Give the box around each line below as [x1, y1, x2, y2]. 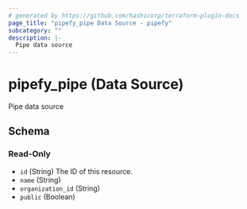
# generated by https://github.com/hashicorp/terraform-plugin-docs [8, 11, 240, 20]
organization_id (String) [19, 184, 101, 193]
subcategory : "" [8, 26, 62, 34]
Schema [8, 125, 50, 138]
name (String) [19, 175, 61, 184]
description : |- [8, 33, 62, 42]
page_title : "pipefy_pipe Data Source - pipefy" [8, 19, 172, 27]
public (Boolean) [19, 192, 75, 201]
